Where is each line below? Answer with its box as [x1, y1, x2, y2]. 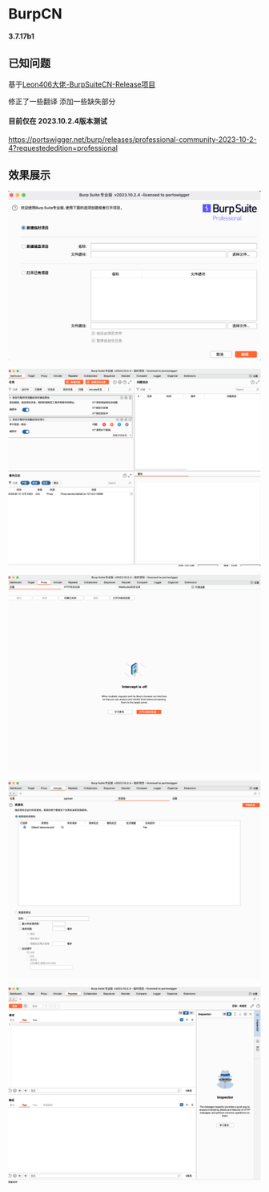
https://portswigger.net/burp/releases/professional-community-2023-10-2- [8, 134, 258, 144]
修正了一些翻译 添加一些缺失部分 [8, 96, 116, 106]
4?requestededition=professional [8, 143, 118, 152]
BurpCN [8, 5, 62, 23]
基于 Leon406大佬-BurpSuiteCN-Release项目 [8, 79, 156, 89]
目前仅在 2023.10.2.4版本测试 [8, 116, 108, 126]
